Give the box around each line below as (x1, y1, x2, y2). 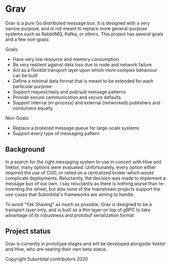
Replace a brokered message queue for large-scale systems (12, 125, 139, 131)
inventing (5, 186, 25, 192)
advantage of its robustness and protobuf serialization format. (5, 212, 135, 218)
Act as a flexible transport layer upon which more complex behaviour (12, 67, 158, 73)
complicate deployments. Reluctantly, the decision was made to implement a (5, 175, 166, 181)
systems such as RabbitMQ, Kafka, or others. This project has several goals (5, 31, 164, 37)
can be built (12, 72, 38, 78)
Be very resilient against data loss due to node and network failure (12, 61, 152, 68)
